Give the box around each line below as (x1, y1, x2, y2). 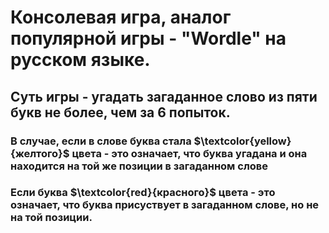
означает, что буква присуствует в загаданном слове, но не (10, 198, 320, 212)
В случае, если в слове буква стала (10, 134, 192, 148)
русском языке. (10, 49, 151, 71)
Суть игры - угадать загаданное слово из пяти (10, 88, 318, 105)
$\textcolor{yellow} (193, 134, 292, 148)
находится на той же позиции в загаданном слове (10, 159, 268, 173)
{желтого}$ (10, 146, 70, 160)
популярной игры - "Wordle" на (10, 27, 287, 50)
